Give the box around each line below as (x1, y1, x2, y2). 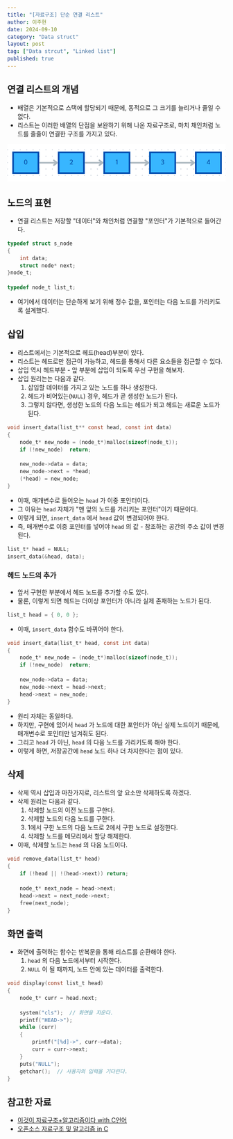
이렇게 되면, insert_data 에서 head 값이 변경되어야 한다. (17, 513, 169, 522)
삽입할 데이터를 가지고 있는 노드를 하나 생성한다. (27, 383, 157, 391)
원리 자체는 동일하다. (17, 712, 74, 720)
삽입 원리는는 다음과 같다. (17, 374, 87, 383)
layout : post (7, 40, 45, 48)
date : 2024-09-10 (7, 26, 58, 33)
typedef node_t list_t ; (7, 284, 76, 292)
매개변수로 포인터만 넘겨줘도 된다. (17, 729, 109, 738)
